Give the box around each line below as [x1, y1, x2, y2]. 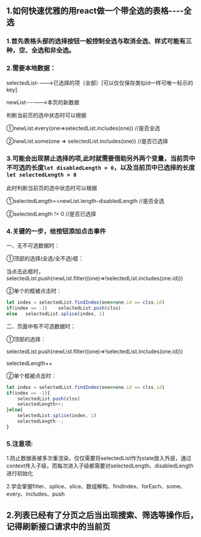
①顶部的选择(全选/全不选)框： [6, 255, 84, 262]
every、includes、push [6, 490, 65, 498]
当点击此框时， [6, 268, 44, 276]
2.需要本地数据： [6, 64, 57, 73]
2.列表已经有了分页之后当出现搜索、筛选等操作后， [6, 510, 199, 520]
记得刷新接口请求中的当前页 [6, 521, 111, 532]
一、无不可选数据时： [6, 242, 60, 249]
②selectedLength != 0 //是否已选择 [6, 210, 96, 218]
